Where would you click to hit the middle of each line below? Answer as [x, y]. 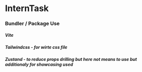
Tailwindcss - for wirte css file [36, 47]
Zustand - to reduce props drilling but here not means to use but [71, 59]
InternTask [27, 8]
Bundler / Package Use [32, 24]
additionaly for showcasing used [39, 65]
